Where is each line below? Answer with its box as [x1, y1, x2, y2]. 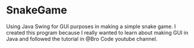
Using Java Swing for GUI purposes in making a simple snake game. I [6, 23, 176, 30]
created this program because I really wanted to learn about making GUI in [6, 29, 189, 36]
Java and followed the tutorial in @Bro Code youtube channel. [6, 35, 158, 42]
